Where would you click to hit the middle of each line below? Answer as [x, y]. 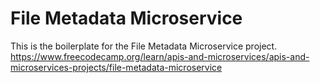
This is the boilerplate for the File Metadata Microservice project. [144, 46]
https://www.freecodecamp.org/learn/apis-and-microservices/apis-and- [160, 56]
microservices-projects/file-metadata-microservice [116, 67]
